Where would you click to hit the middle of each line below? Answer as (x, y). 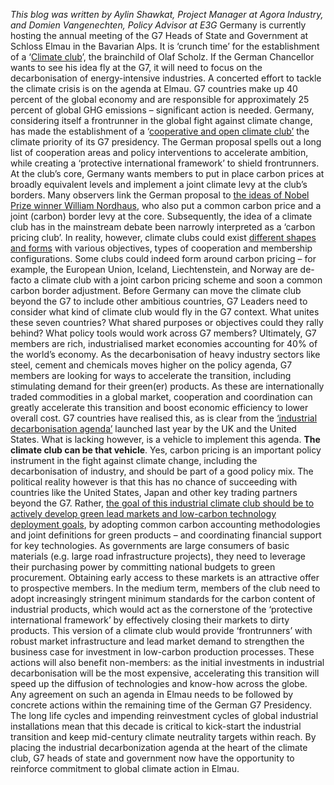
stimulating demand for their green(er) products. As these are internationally (167, 386)
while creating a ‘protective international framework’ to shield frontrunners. (165, 163)
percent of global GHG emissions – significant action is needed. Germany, (162, 110)
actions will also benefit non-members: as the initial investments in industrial (167, 662)
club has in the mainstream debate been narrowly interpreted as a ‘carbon (163, 227)
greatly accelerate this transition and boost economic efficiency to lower (159, 407)
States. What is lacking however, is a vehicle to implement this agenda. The (165, 439)
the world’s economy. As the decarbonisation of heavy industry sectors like (165, 354)
